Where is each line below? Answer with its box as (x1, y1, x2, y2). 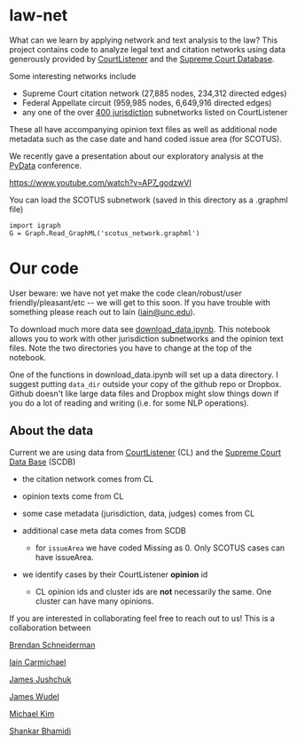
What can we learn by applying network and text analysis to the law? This (9, 35, 278, 45)
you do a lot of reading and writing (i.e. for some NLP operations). (9, 397, 250, 408)
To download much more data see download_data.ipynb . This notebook (9, 323, 270, 334)
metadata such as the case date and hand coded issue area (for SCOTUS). (9, 133, 282, 144)
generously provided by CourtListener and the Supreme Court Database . (9, 53, 275, 64)
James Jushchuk (9, 674, 72, 685)
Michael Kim (9, 708, 55, 719)
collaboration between (9, 622, 91, 633)
